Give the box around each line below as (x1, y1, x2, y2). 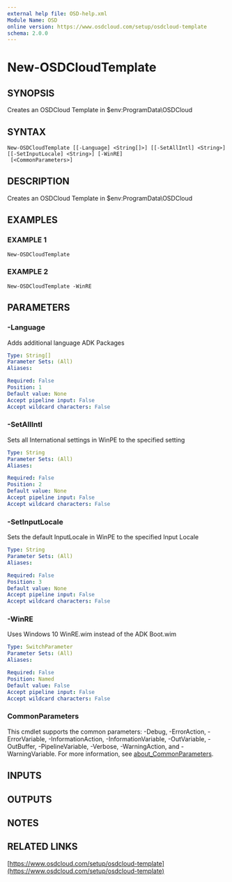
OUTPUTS (7, 794, 52, 805)
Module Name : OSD (7, 17, 58, 24)
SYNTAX (7, 126, 47, 138)
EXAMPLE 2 (7, 267, 49, 277)
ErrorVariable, (7, 734, 47, 743)
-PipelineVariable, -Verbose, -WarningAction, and (38, 742, 180, 750)
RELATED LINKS (7, 841, 78, 853)
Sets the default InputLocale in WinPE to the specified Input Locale (7, 533, 199, 541)
